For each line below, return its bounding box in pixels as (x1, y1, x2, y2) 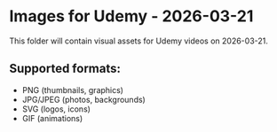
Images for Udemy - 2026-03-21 (9, 6, 254, 27)
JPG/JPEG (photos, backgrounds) (21, 94, 146, 105)
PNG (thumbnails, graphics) (21, 84, 124, 95)
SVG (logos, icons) (21, 104, 91, 114)
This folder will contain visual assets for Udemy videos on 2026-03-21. (9, 35, 269, 46)
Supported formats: (9, 61, 122, 76)
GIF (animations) (21, 113, 83, 123)
